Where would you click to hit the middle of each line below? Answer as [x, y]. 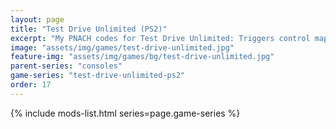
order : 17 [31, 85]
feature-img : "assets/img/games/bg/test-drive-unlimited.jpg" [142, 57]
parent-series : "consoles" [66, 66]
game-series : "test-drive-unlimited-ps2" [98, 76]
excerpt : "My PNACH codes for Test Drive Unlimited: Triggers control [160, 38]
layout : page [37, 19]
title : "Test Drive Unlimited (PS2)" [89, 29]
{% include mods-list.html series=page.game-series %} [125, 113]
